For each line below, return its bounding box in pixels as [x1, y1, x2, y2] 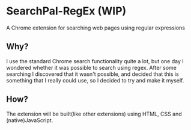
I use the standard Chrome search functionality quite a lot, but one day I [6, 57, 184, 64]
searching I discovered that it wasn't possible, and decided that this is [6, 70, 179, 78]
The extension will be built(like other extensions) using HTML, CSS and [6, 110, 182, 117]
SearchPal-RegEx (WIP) [6, 4, 127, 18]
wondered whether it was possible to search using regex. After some [6, 64, 177, 71]
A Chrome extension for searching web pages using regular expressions [6, 24, 185, 31]
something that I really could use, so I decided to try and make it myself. [6, 76, 184, 84]
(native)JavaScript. [6, 116, 53, 124]
